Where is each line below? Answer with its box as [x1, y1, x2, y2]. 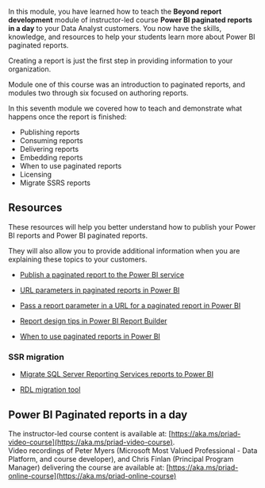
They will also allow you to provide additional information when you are [8, 246, 240, 255]
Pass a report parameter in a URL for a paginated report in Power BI [19, 300, 241, 310]
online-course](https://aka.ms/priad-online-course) [8, 471, 177, 480]
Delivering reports [19, 145, 79, 153]
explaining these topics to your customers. [8, 254, 148, 264]
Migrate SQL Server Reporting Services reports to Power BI [19, 370, 214, 379]
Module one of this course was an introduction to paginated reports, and [8, 79, 246, 89]
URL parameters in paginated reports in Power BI [19, 285, 180, 295]
